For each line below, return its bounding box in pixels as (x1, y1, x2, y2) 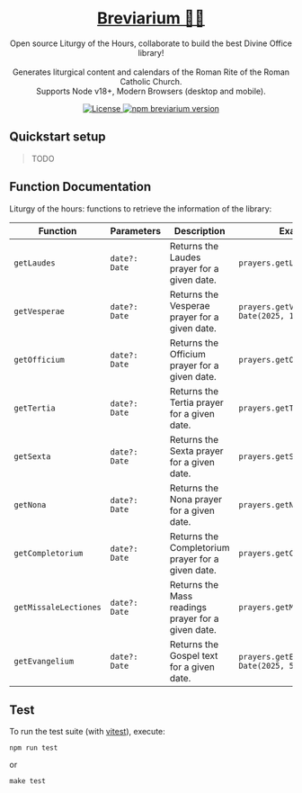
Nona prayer (169, 492, 223, 505)
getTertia (13, 402, 56, 413)
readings (169, 600, 207, 613)
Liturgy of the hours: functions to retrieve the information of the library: (9, 203, 272, 214)
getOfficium (13, 355, 66, 365)
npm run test (9, 743, 58, 752)
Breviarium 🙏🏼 (97, 8, 205, 29)
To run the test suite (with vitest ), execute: (9, 726, 166, 737)
